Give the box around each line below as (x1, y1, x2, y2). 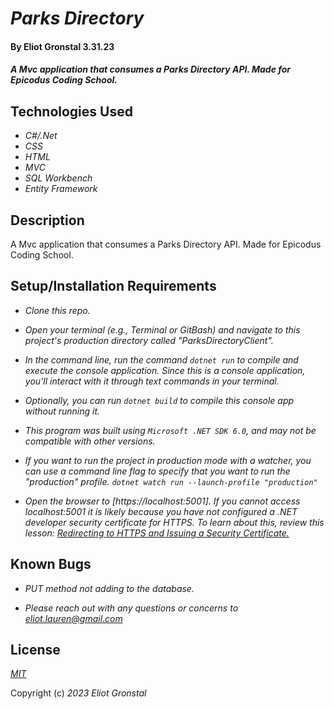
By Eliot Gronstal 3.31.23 (10, 40, 115, 52)
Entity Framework (24, 183, 98, 195)
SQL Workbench (24, 172, 93, 184)
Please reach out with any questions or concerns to (24, 602, 239, 614)
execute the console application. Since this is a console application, (24, 364, 306, 376)
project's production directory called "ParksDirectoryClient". (24, 334, 274, 346)
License (10, 642, 61, 659)
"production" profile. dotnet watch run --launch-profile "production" (24, 475, 318, 487)
